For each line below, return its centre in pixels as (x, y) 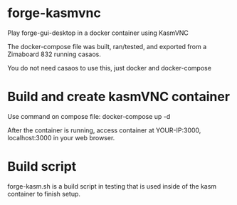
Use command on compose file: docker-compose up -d (89, 116)
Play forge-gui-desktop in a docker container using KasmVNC (98, 33)
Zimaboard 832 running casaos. (54, 54)
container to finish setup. (44, 194)
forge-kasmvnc (54, 13)
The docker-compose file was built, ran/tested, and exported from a (107, 46)
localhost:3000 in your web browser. (61, 137)
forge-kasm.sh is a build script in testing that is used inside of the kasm (112, 186)
